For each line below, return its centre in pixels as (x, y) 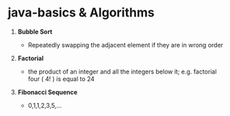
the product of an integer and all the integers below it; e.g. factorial (122, 71)
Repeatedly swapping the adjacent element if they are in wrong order (126, 45)
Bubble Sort (35, 32)
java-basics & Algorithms (81, 13)
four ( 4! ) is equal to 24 (61, 79)
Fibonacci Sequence (48, 92)
